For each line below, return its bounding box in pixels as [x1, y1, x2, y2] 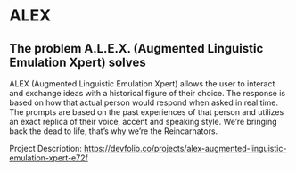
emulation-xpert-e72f [9, 152, 89, 163]
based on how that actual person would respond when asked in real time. [9, 97, 279, 108]
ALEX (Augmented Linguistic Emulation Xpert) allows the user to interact [9, 78, 275, 89]
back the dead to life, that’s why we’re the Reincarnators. [9, 126, 218, 136]
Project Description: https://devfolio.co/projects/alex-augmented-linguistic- [9, 143, 287, 153]
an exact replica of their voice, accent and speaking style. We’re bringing [9, 117, 278, 127]
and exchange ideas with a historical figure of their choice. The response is [9, 88, 286, 98]
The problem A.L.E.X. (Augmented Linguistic [9, 41, 264, 56]
